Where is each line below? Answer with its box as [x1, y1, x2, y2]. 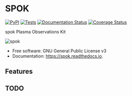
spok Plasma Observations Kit [5, 29, 66, 34]
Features [5, 67, 33, 76]
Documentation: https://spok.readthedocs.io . [12, 53, 104, 59]
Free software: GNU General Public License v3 [12, 48, 106, 54]
